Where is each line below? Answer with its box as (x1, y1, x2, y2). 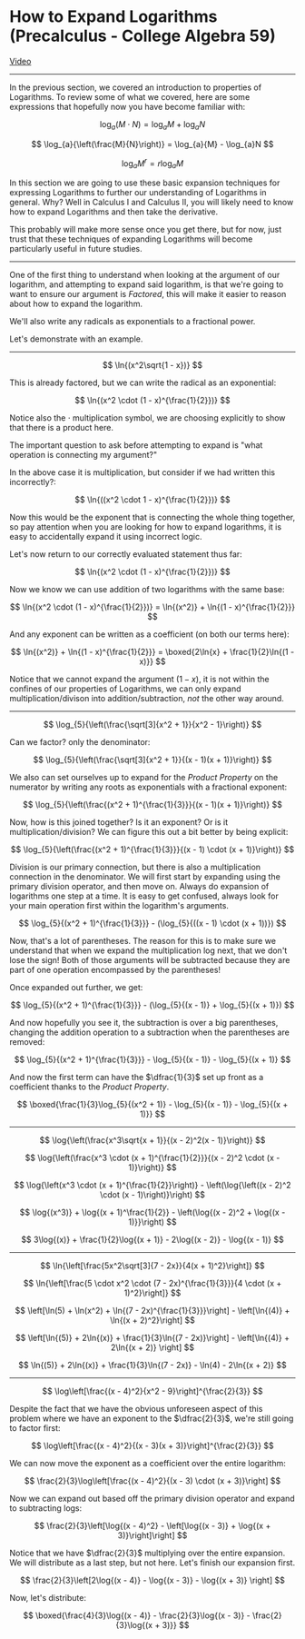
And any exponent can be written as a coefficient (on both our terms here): (9, 629, 290, 640)
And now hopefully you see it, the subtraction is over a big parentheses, (9, 1018, 279, 1028)
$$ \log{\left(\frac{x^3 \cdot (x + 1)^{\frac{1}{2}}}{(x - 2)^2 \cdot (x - (25, 1152, 280, 1164)
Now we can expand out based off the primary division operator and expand (9, 1493, 295, 1505)
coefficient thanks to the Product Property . (9, 1081, 170, 1092)
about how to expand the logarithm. (9, 298, 143, 310)
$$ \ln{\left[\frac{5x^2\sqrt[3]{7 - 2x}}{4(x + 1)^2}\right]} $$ (40, 1260, 265, 1271)
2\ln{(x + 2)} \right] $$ (110, 1342, 195, 1353)
